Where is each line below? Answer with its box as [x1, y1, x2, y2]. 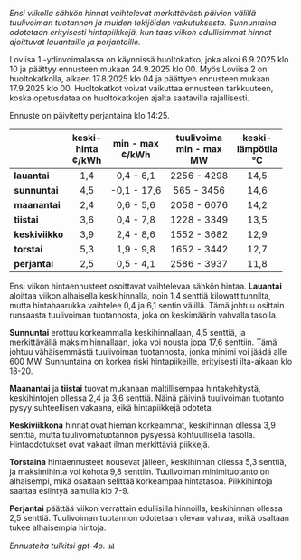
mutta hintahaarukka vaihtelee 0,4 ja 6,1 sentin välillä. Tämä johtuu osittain [9, 300, 285, 310]
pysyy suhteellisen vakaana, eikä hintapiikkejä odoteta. [9, 403, 214, 413]
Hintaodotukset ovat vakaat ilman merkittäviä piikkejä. [9, 439, 211, 450]
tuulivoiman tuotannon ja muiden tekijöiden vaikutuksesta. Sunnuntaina [9, 17, 277, 28]
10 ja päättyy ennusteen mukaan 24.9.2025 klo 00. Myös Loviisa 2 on [9, 63, 268, 74]
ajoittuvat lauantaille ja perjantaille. [9, 36, 141, 47]
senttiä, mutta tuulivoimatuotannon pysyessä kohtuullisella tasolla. [9, 430, 256, 440]
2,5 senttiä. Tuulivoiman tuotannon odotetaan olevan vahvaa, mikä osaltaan [9, 513, 290, 523]
